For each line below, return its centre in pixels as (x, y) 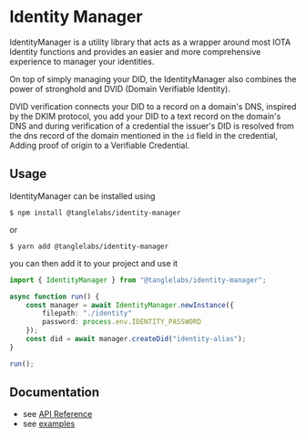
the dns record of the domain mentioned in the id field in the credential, (143, 135)
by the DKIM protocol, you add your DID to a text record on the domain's (145, 116)
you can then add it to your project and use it (94, 263)
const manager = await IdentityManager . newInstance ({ (130, 305)
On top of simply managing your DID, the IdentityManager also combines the (153, 78)
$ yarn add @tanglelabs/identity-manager (89, 246)
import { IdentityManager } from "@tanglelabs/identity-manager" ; (138, 280)
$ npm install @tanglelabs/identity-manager (95, 213)
